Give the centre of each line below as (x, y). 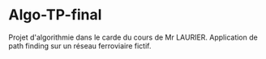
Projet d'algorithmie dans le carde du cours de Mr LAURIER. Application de (133, 37)
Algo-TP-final (55, 15)
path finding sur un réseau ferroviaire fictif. (80, 45)
